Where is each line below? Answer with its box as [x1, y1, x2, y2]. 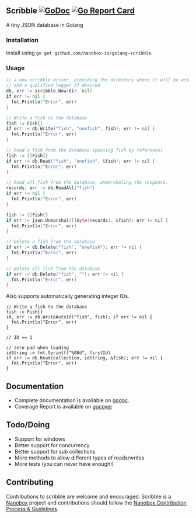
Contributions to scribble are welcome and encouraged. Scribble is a [6, 493, 171, 500]
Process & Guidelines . [6, 505, 59, 512]
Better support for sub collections [14, 448, 96, 455]
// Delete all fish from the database [6, 266, 100, 272]
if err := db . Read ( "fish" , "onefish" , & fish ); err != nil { [6, 158, 156, 164]
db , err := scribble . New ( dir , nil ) [6, 88, 93, 94]
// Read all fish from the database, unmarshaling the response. [6, 180, 168, 186]
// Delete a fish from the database [6, 239, 95, 245]
